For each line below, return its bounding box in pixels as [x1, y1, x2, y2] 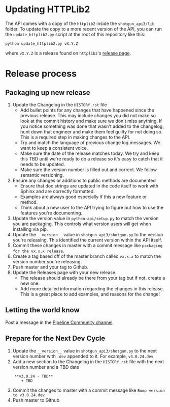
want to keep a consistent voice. [20, 145, 88, 151]
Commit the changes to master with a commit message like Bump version [12, 387, 165, 393]
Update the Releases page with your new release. [12, 269, 117, 276]
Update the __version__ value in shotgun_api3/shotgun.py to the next [12, 347, 157, 354]
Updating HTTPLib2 [5, 4, 90, 15]
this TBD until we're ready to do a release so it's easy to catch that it [20, 155, 163, 161]
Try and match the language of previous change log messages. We [20, 139, 161, 146]
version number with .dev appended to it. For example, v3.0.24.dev [12, 353, 154, 359]
